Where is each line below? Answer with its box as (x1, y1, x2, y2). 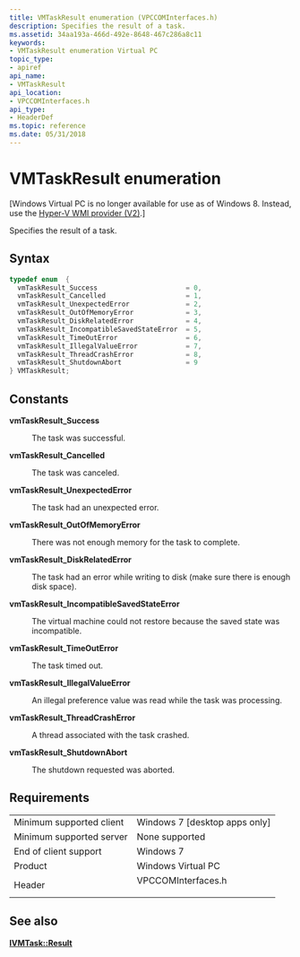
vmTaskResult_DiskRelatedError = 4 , (17, 317, 202, 326)
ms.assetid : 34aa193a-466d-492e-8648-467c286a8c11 (9, 30, 202, 39)
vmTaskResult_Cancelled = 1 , (17, 291, 202, 300)
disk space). (31, 580, 78, 592)
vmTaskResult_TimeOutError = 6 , (17, 333, 202, 342)
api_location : (9, 88, 63, 97)
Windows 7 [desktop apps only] (136, 815, 271, 828)
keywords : (9, 38, 47, 48)
